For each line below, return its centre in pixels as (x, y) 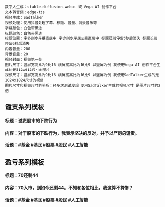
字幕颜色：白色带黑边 (23, 28)
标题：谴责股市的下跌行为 (31, 120)
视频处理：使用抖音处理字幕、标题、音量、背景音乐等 (51, 23)
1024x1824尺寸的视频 (24, 80)
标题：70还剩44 (22, 175)
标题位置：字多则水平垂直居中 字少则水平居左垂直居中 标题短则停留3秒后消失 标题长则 (81, 38)
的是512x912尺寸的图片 (29, 70)
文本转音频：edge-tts (25, 12)
